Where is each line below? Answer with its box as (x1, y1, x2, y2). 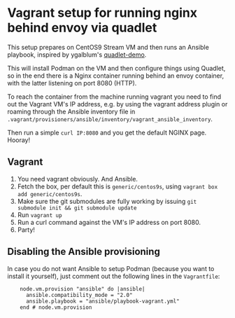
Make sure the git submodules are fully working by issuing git (17, 197, 197, 205)
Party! (17, 226, 35, 234)
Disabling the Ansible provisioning (7, 246, 161, 258)
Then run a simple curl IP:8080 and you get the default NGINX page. (7, 128, 207, 137)
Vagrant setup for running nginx (7, 5, 198, 21)
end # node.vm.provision (20, 303, 92, 311)
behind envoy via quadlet (7, 20, 157, 36)
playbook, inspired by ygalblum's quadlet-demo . (7, 50, 147, 59)
